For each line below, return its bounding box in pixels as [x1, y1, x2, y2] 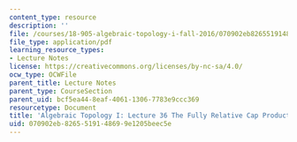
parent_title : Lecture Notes [9, 78, 117, 87]
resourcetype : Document [9, 103, 97, 112]
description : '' [9, 21, 69, 30]
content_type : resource [9, 12, 97, 22]
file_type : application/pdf [9, 37, 113, 47]
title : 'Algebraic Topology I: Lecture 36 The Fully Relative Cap [9, 111, 259, 120]
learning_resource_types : [9, 46, 104, 55]
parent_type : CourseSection [9, 86, 113, 95]
